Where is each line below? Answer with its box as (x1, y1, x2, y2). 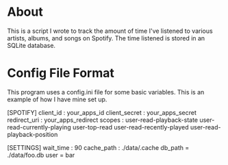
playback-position (7, 130, 58, 138)
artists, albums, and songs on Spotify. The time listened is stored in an (7, 34, 205, 42)
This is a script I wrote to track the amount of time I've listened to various (7, 27, 214, 35)
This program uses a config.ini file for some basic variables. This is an (7, 88, 205, 96)
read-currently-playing (7, 123, 71, 131)
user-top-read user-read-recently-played (72, 123, 190, 131)
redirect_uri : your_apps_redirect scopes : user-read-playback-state (7, 116, 199, 124)
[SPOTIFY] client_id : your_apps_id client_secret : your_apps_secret (7, 108, 197, 116)
